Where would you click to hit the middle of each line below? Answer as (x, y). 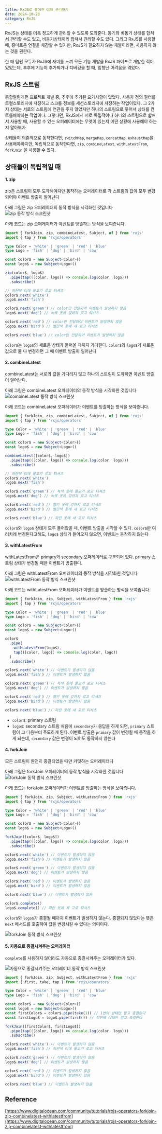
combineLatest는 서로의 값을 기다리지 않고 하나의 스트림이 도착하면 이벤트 (75, 374)
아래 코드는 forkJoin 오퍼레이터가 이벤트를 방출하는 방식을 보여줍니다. (71, 788)
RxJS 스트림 (22, 84)
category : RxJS (20, 18)
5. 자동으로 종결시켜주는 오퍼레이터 (38, 946)
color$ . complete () (23, 903)
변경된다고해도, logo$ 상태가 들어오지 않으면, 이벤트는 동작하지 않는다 (83, 534)
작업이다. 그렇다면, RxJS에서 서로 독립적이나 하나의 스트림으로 (88, 115)
